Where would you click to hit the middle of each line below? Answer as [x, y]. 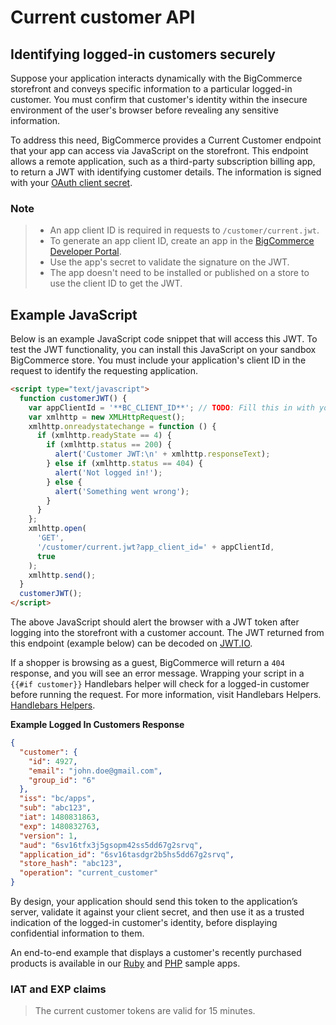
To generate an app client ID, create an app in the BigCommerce [182, 241]
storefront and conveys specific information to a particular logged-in [151, 89]
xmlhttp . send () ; [62, 575]
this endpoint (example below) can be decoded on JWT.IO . [131, 643]
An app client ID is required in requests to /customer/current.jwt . [184, 230]
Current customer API [103, 17]
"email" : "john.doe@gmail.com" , [95, 771]
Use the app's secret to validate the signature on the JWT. [169, 262]
